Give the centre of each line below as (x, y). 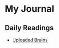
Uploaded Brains (30, 40)
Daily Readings (30, 28)
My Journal (30, 9)
